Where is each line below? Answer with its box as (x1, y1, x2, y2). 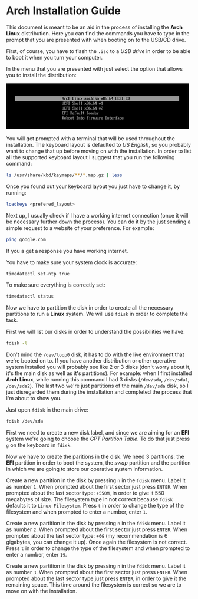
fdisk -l (6, 340, 28, 346)
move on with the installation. (6, 588, 78, 595)
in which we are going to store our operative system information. (6, 466, 163, 473)
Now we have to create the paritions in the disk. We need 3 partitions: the (6, 453, 184, 460)
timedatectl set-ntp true (6, 271, 70, 277)
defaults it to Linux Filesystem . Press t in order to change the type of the (6, 502, 184, 509)
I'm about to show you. (6, 395, 62, 402)
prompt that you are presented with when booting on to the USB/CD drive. (6, 36, 186, 43)
